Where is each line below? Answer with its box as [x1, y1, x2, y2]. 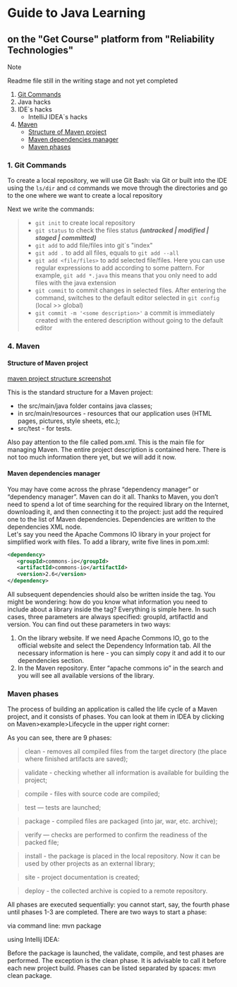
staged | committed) [35, 234, 97, 242]
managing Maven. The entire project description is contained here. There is [7, 445, 226, 454]
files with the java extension [35, 279, 116, 287]
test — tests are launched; [24, 803, 102, 812]
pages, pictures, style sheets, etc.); [17, 417, 121, 425]
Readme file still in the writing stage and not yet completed [7, 76, 178, 85]
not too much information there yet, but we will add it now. [7, 453, 176, 462]
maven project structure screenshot [7, 374, 111, 383]
